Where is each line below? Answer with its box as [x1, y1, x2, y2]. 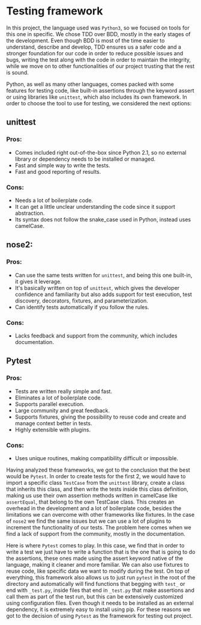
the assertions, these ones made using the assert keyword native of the [6, 555, 183, 562]
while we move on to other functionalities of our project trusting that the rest [6, 62, 195, 70]
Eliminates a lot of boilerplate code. [14, 394, 103, 401]
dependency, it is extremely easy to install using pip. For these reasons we [6, 606, 191, 613]
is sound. [6, 69, 29, 76]
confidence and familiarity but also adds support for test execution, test [14, 291, 192, 298]
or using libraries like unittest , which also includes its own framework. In [6, 93, 187, 100]
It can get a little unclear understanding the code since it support [14, 203, 176, 210]
